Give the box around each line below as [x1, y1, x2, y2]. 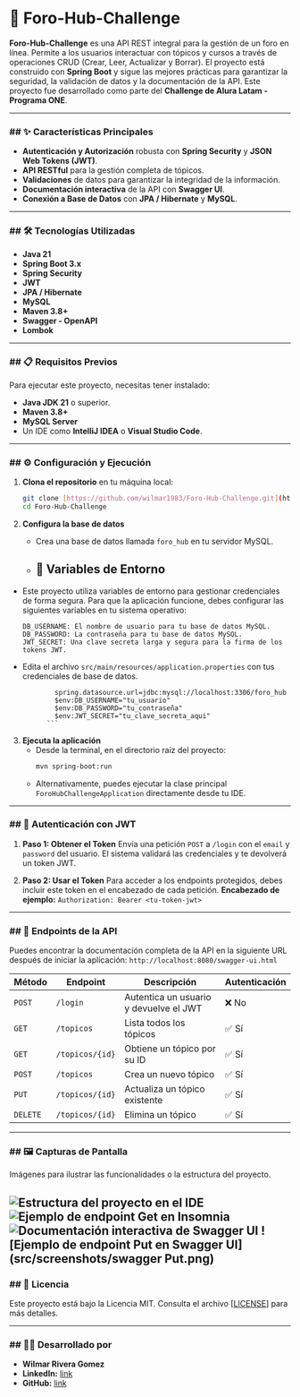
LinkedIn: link [21, 1368, 73, 1379]
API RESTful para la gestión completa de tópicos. [21, 165, 204, 176]
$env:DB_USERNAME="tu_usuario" [54, 696, 171, 705]
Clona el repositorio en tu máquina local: [21, 476, 174, 487]
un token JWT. [21, 857, 77, 868]
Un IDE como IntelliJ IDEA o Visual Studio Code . [21, 425, 203, 436]
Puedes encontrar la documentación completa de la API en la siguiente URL [9, 945, 287, 956]
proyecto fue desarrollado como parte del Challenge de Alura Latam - [9, 85, 268, 96]
